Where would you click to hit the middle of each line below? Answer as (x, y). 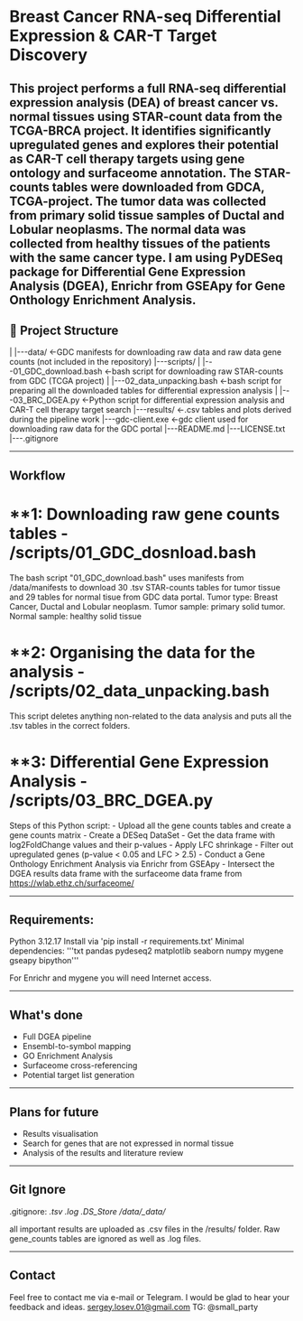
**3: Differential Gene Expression (139, 762)
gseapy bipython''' (44, 961)
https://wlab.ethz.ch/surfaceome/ (72, 883)
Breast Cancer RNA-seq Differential (145, 17)
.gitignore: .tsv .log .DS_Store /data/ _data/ (87, 1211)
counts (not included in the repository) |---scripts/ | (105, 362)
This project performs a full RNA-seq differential (148, 88)
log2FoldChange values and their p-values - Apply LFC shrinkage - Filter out (151, 844)
